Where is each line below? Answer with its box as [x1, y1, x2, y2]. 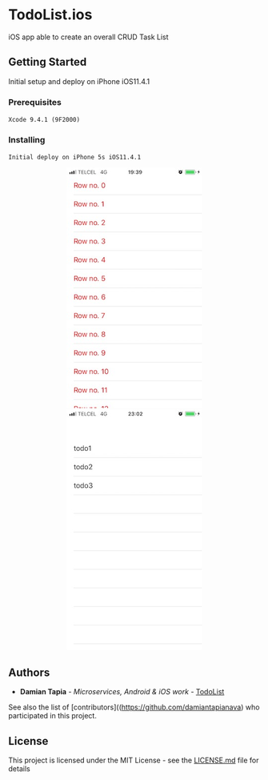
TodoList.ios [8, 6, 93, 24]
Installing [8, 134, 46, 145]
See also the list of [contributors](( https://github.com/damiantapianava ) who [8, 702, 260, 712]
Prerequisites [8, 96, 62, 107]
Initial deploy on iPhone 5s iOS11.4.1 [8, 154, 142, 162]
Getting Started [8, 55, 87, 69]
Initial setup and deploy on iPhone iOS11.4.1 [8, 76, 150, 86]
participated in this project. [8, 711, 98, 721]
